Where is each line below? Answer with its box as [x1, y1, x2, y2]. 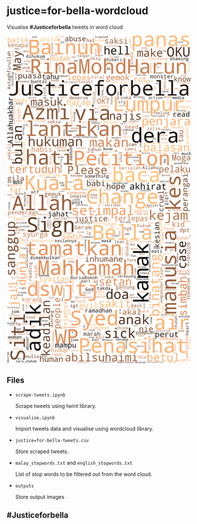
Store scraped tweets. [15, 448, 69, 455]
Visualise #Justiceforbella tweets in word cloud [6, 23, 123, 31]
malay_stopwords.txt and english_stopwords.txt [15, 459, 133, 466]
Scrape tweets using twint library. [15, 402, 97, 409]
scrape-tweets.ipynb [15, 392, 66, 398]
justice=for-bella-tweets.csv [15, 437, 90, 444]
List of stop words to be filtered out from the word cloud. [15, 471, 152, 478]
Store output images [15, 493, 65, 500]
